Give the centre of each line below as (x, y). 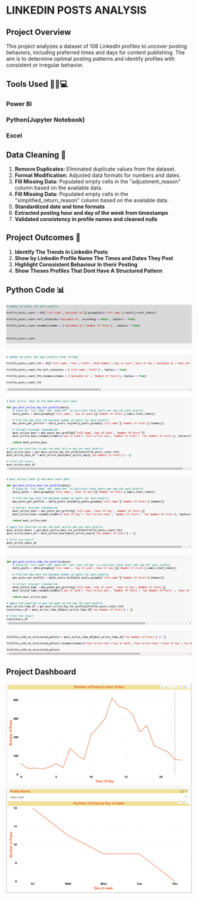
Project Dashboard (41, 672)
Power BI (19, 104)
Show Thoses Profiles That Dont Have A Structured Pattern (88, 270)
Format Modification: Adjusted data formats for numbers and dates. (98, 175)
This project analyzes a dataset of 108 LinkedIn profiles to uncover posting (97, 46)
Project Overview (39, 32)
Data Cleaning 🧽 (36, 155)
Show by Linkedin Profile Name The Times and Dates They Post (94, 258)
